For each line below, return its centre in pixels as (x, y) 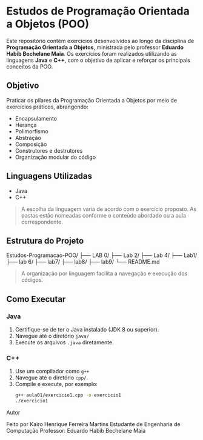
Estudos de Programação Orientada (98, 11)
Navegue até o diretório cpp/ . (52, 378)
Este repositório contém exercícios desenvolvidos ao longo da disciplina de (100, 41)
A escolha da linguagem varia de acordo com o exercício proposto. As (109, 209)
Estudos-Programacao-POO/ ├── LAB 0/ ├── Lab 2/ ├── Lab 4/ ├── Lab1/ (102, 255)
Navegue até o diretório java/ (52, 336)
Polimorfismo (32, 131)
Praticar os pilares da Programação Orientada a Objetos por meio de (92, 100)
